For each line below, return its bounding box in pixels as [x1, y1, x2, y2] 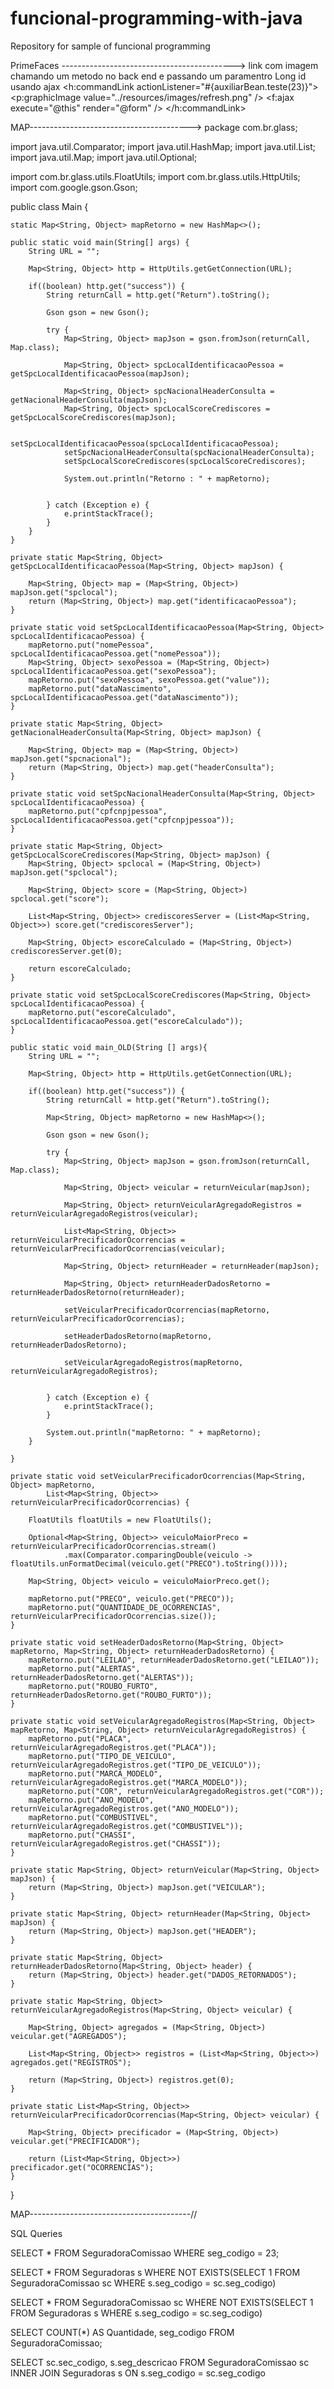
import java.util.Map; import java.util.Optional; [10, 151, 198, 163]
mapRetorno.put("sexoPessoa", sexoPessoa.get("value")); [28, 675, 271, 685]
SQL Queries [10, 2227, 63, 2239]
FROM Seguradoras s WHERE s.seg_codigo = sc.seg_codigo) [10, 2307, 263, 2319]
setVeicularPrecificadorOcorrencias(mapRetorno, [63, 1305, 271, 1315]
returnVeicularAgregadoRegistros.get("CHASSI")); [10, 1838, 222, 1849]
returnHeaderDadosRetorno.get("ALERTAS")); [10, 1672, 195, 1682]
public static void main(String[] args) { [10, 237, 190, 247]
